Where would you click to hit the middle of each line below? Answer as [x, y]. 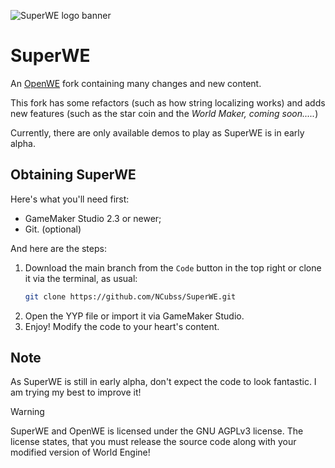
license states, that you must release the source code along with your [153, 442]
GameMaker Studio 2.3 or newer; [93, 218]
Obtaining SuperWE [73, 175]
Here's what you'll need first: [70, 199]
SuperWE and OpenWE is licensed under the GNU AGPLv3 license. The [157, 431]
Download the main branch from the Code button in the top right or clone [173, 267]
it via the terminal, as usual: [81, 278]
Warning [27, 412]
